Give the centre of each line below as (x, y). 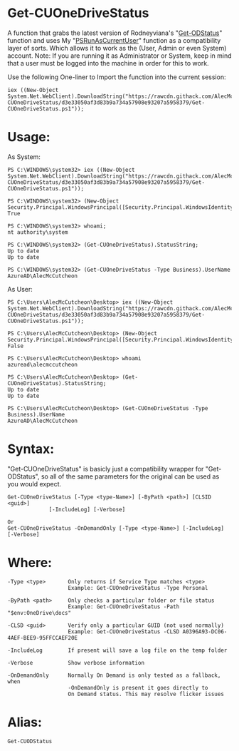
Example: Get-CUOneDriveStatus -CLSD (124, 632)
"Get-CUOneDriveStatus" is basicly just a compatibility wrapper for (106, 469)
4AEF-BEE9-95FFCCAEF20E (43, 638)
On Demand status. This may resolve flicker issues (146, 694)
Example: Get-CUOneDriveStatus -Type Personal (138, 588)
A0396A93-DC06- (205, 632)
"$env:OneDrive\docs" (39, 613)
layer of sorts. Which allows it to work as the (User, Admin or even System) (117, 48)
